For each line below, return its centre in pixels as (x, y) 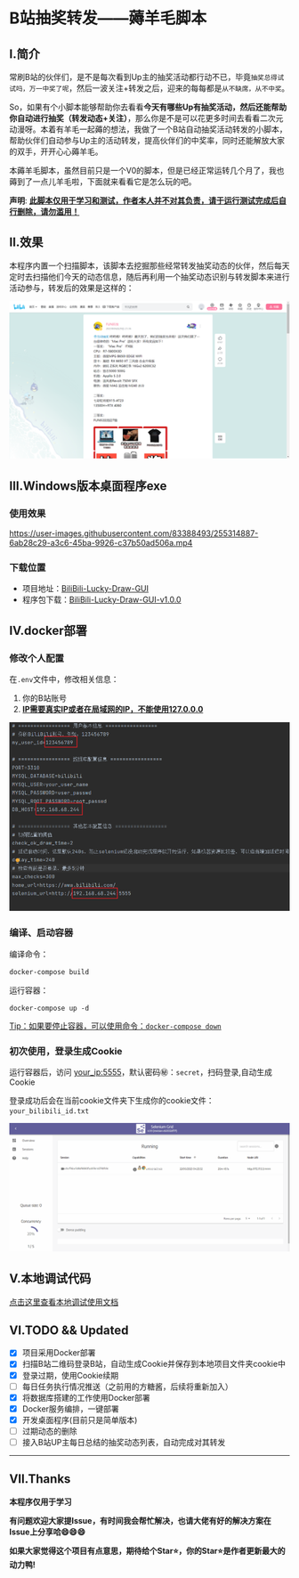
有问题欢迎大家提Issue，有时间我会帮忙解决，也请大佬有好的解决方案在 (140, 1520)
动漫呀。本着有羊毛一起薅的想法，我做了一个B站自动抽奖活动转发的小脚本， (148, 129)
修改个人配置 (37, 658)
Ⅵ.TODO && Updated (69, 1330)
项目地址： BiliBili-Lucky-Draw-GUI (85, 589)
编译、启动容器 (41, 933)
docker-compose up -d (49, 1008)
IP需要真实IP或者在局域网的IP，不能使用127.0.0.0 (113, 709)
